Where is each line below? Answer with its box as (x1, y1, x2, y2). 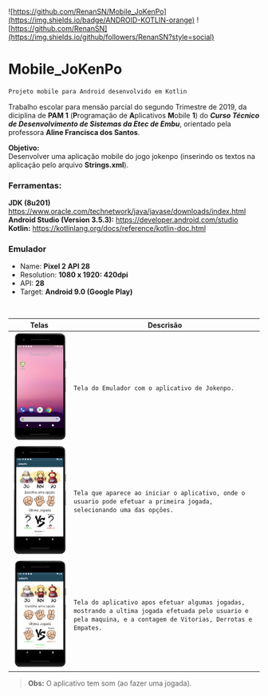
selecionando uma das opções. (73, 506, 174, 514)
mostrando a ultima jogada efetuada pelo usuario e (73, 607, 249, 615)
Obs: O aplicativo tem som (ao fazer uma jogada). (27, 678, 192, 688)
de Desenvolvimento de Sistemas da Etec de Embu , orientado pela (8, 119, 231, 129)
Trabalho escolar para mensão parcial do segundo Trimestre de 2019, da (8, 101, 247, 111)
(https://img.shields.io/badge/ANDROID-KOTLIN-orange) (8, 15, 195, 25)
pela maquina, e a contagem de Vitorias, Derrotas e (73, 615, 253, 624)
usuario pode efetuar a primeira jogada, (73, 497, 214, 506)
